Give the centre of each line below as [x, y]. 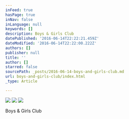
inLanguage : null [24, 24]
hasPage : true [20, 15]
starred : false [21, 67]
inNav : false [19, 19]
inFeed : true [19, 10]
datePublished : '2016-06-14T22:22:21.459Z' [52, 39]
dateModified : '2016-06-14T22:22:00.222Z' [51, 43]
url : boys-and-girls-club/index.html [45, 77]
